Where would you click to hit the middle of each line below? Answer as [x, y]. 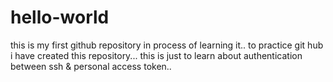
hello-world [60, 17]
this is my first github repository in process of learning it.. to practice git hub [167, 45]
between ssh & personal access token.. [91, 66]
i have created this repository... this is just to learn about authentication [156, 55]
